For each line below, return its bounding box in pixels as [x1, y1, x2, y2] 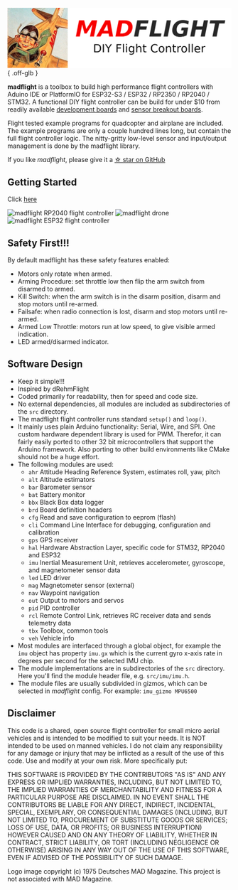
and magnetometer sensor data [28, 566, 121, 574]
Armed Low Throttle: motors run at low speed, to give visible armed [17, 322, 215, 331]
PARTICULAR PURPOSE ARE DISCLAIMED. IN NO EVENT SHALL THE [7, 793, 210, 801]
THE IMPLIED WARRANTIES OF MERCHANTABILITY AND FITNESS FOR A [7, 785, 222, 793]
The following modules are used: [17, 460, 114, 468]
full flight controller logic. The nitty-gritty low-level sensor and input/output [7, 134, 227, 143]
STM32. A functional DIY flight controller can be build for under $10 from [7, 97, 220, 107]
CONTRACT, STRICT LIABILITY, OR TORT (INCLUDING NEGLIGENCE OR [7, 838, 220, 847]
